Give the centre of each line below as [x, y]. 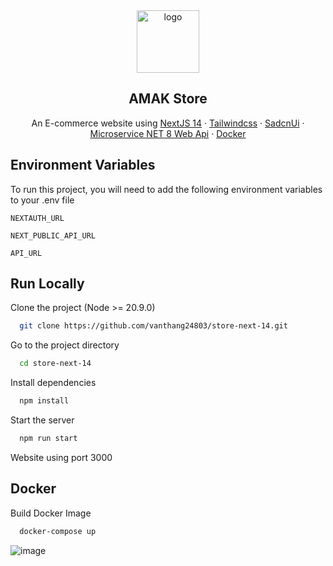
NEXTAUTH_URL [37, 218]
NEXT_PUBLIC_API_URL [53, 235]
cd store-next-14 [55, 364]
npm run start [48, 439]
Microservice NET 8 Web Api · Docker [168, 133]
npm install [44, 401]
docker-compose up [58, 531]
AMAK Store [168, 99]
